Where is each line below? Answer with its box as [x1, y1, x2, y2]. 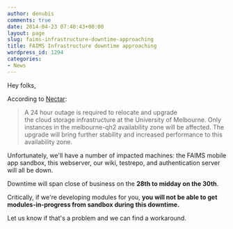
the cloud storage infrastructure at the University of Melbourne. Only [24, 116, 221, 124]
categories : [7, 56, 42, 63]
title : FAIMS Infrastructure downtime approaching [7, 42, 157, 49]
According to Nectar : [7, 95, 67, 103]
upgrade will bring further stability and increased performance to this [24, 130, 223, 139]
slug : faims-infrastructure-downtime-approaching [7, 36, 154, 43]
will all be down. [7, 166, 54, 174]
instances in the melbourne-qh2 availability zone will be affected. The [24, 123, 225, 131]
